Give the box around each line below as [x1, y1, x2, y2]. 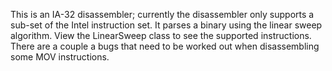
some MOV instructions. [10, 51, 110, 63]
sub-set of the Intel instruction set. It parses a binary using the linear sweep [10, 19, 323, 31]
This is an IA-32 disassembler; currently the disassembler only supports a [10, 9, 315, 20]
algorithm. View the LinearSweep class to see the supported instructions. [10, 30, 312, 41]
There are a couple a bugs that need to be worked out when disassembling [10, 40, 320, 52]
